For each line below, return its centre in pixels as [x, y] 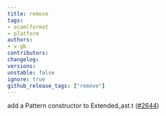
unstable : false [31, 72]
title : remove [28, 14]
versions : [22, 66]
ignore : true [26, 79]
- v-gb [17, 46]
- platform [23, 33]
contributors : [28, 53]
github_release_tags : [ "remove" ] [56, 86]
